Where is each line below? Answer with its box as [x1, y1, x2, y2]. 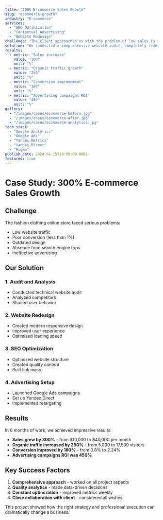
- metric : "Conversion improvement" [9, 79, 83, 84]
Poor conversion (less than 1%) [12, 234, 75, 240]
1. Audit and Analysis [5, 278, 56, 285]
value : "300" [14, 57, 40, 62]
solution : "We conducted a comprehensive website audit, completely [5, 43, 147, 48]
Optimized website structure [12, 356, 69, 362]
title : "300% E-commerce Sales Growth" [5, 7, 86, 12]
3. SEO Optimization [5, 346, 53, 352]
